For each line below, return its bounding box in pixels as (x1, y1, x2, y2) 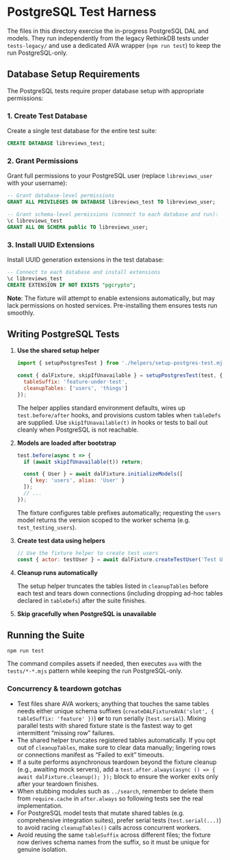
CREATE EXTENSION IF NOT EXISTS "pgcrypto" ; (7, 282, 136, 288)
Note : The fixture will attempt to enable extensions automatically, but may (7, 294, 216, 302)
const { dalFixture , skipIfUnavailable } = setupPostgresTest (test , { (16, 372, 223, 379)
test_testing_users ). (16, 523, 77, 531)
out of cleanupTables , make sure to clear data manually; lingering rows (16, 743, 216, 751)
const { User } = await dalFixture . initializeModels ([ (23, 471, 183, 478)
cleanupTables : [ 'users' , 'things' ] (23, 384, 128, 391)
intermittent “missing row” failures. (16, 728, 115, 737)
